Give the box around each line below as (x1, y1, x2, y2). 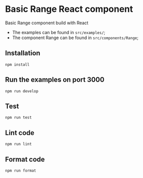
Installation (5, 49, 40, 57)
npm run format (5, 168, 36, 173)
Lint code (5, 129, 35, 137)
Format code (5, 155, 45, 164)
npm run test (5, 115, 32, 120)
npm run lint (5, 142, 32, 147)
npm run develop (5, 89, 38, 93)
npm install (5, 62, 30, 67)
